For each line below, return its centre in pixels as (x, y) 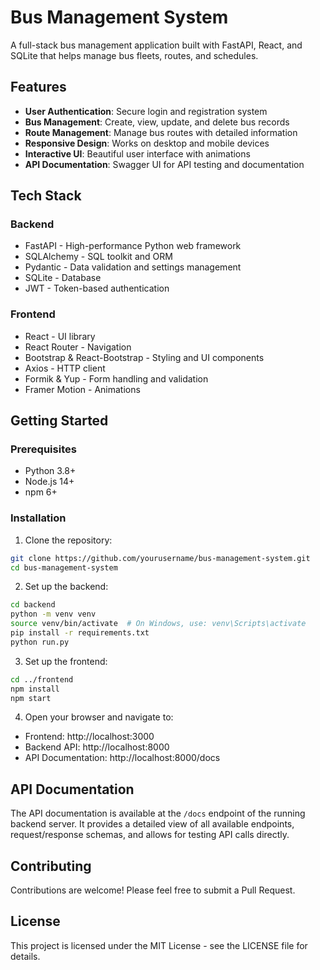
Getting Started (59, 421)
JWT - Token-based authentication (97, 288)
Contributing (51, 866)
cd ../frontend (42, 679)
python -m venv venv (53, 614)
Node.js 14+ (49, 482)
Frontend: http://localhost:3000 (89, 737)
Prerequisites (43, 449)
